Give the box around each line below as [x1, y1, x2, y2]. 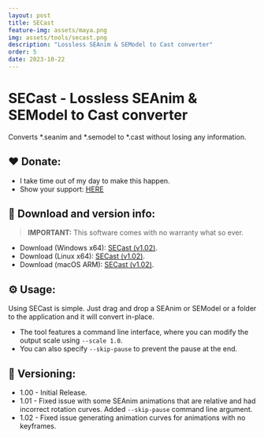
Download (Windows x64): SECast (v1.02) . [19, 243, 158, 253]
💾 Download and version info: [8, 207, 156, 221]
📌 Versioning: [8, 367, 76, 380]
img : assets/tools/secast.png [8, 33, 108, 42]
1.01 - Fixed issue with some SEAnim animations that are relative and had [19, 396, 256, 406]
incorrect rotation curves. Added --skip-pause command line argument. [19, 405, 253, 414]
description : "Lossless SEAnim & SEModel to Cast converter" [8, 41, 214, 49]
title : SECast [8, 19, 55, 27]
